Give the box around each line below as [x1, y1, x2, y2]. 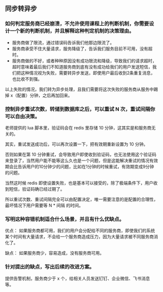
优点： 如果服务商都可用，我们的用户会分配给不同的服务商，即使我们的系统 [5, 227, 155, 234]
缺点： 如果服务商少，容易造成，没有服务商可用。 [5, 250, 104, 256]
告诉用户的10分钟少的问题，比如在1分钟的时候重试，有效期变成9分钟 [17, 163, 154, 169]
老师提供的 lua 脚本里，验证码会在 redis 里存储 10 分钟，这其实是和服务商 [5, 125, 152, 130]
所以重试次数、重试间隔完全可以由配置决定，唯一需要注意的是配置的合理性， [5, 196, 158, 202]
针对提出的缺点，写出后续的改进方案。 [5, 263, 95, 270]
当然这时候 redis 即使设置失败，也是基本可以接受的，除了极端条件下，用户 [5, 180, 154, 186]
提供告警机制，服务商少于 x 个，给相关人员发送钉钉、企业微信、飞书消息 [5, 276, 150, 281]
